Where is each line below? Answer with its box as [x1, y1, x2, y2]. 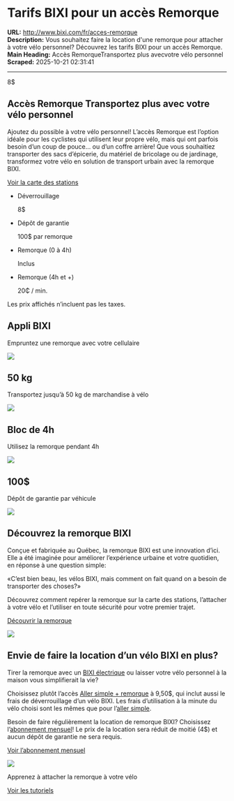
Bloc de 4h [7, 424, 54, 436]
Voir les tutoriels [7, 786, 54, 794]
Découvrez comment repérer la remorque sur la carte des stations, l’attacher [7, 595, 227, 603]
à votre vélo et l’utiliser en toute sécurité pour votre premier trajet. [7, 603, 196, 611]
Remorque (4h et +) [17, 272, 75, 281]
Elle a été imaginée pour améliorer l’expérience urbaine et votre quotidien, [7, 553, 219, 561]
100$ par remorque [17, 232, 73, 240]
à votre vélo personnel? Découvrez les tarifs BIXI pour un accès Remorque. [7, 43, 223, 51]
